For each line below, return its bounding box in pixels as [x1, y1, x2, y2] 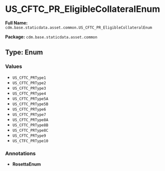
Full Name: [5, 20, 28, 26]
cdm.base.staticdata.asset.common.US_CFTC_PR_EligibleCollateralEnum [5, 25, 153, 30]
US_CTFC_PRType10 [12, 138, 49, 143]
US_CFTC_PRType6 [12, 107, 46, 112]
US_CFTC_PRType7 [12, 112, 46, 117]
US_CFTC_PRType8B [12, 122, 49, 127]
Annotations [5, 150, 36, 157]
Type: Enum [5, 48, 43, 57]
